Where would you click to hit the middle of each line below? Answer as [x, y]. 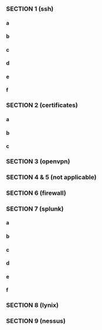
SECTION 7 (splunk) [35, 209]
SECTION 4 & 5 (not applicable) [51, 177]
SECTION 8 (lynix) [32, 305]
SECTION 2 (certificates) [42, 105]
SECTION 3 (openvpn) [38, 162]
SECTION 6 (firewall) [36, 193]
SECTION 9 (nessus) [36, 321]
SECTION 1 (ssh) [30, 9]
